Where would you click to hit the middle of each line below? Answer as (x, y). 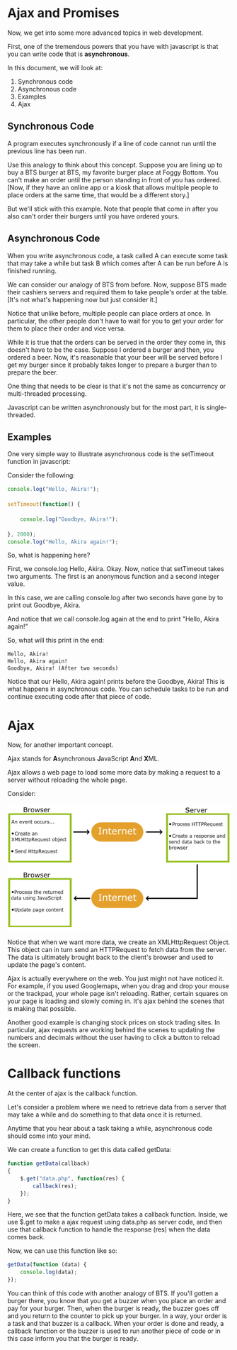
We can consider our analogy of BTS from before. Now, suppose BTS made (117, 284)
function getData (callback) (49, 1164)
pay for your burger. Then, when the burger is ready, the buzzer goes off (113, 1308)
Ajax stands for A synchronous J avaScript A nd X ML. (83, 759)
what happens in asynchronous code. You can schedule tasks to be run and (118, 689)
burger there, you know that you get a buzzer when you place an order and (117, 1301)
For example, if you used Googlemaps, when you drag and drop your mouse (118, 986)
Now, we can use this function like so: (63, 1251)
